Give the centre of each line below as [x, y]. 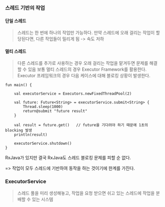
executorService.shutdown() [43, 144]
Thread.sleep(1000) [43, 107]
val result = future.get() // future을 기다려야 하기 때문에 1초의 [81, 125]
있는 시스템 [43, 199]
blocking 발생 [19, 130]
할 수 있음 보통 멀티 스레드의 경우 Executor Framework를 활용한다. [82, 69]
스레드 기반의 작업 [25, 7]
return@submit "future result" [55, 111]
